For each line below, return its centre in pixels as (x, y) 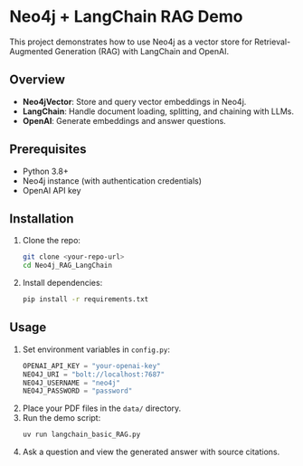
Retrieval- (273, 42)
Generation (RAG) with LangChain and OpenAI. (142, 51)
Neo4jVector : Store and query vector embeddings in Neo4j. (134, 101)
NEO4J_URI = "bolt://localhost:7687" (94, 374)
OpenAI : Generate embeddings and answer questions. (124, 120)
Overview (38, 80)
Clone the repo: (52, 241)
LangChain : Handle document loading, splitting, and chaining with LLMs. (158, 111)
